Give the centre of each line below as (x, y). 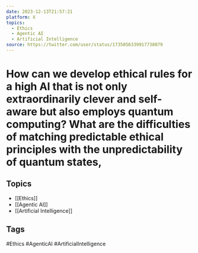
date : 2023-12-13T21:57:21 (39, 12)
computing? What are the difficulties (98, 124)
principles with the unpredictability (94, 150)
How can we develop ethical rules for (99, 74)
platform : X (21, 17)
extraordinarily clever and (71, 99)
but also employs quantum (106, 112)
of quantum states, (54, 162)
